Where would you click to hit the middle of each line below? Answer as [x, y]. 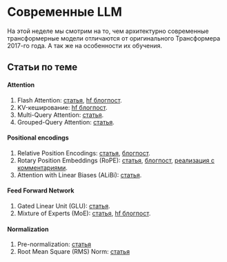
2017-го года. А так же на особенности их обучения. [85, 45]
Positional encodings [38, 138]
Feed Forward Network [41, 190]
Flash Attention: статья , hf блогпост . [69, 100]
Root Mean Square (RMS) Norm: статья [73, 252]
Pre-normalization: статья [54, 244]
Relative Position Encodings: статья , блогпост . [83, 153]
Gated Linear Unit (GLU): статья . [63, 206]
